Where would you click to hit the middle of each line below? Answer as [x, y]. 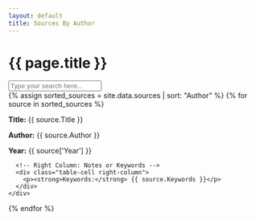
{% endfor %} [31, 209]
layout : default [35, 16]
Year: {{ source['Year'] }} [50, 151]
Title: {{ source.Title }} [46, 120]
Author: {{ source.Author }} [54, 135]
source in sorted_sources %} [56, 104]
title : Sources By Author [52, 23]
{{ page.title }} [58, 63]
